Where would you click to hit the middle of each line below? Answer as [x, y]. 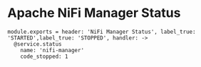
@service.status [38, 44]
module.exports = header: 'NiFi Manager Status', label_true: [102, 32]
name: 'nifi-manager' [52, 50]
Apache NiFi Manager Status [94, 13]
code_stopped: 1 [45, 56]
